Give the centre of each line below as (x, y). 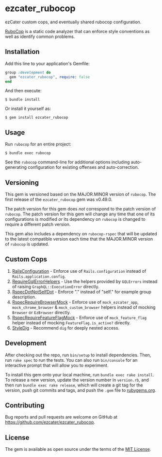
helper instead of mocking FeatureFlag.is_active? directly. (71, 323)
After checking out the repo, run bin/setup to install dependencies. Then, (78, 355)
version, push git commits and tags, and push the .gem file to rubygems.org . (81, 390)
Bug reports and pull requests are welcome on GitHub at (61, 417)
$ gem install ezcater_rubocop (37, 118)
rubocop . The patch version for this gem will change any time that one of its (80, 214)
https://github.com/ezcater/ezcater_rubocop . (50, 422)
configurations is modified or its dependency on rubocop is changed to (75, 219)
